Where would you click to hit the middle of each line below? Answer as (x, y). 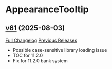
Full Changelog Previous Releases (41, 40)
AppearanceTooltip (47, 9)
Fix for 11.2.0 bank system (40, 61)
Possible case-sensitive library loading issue (60, 50)
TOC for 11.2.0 (28, 55)
